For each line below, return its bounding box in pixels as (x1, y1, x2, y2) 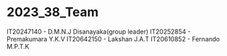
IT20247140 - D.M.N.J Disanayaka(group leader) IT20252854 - (6, 27, 192, 36)
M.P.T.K (6, 42, 30, 50)
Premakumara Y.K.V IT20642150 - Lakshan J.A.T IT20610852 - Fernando (6, 34, 220, 43)
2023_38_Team (6, 4, 99, 20)
